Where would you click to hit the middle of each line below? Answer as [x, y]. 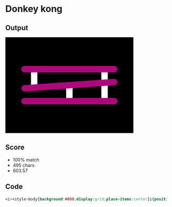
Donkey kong [34, 9]
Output [17, 28]
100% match [26, 159]
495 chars [24, 165]
